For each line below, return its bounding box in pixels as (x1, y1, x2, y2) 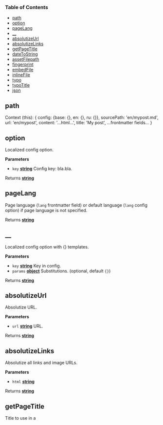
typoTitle (12, 82, 30, 88)
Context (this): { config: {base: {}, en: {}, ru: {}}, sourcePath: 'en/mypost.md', (5, 115, 159, 120)
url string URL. (12, 323, 43, 329)
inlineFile (12, 72, 30, 78)
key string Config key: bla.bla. (12, 165, 72, 172)
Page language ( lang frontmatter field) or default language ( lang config (5, 202, 147, 208)
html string (12, 379, 35, 385)
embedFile (12, 67, 34, 73)
